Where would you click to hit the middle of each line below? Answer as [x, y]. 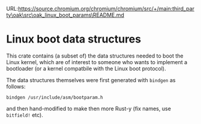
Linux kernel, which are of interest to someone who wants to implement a [97, 62]
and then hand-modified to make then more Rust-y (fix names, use [88, 108]
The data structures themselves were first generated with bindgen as [91, 80]
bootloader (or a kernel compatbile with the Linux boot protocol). [86, 68]
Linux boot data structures [74, 39]
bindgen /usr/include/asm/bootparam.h [55, 97]
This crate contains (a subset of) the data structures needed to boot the [95, 56]
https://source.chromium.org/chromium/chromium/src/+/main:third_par [106, 9]
